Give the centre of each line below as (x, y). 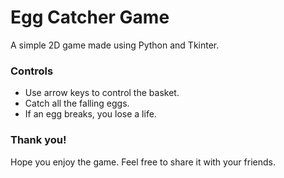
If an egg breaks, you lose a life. (90, 114)
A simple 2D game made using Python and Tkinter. (115, 45)
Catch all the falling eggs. (77, 103)
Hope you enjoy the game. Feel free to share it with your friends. (143, 162)
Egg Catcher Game (90, 17)
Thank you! (38, 140)
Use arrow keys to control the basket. (102, 93)
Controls (32, 71)
